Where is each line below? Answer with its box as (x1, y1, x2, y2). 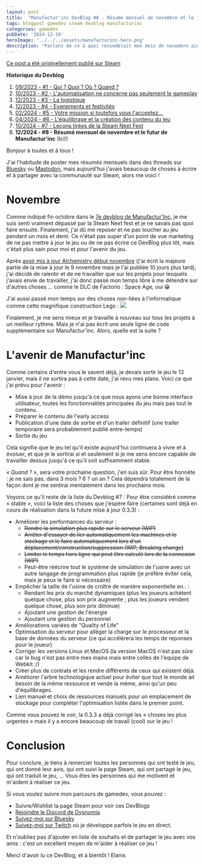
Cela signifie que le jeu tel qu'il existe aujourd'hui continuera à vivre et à (6, 443, 186, 451)
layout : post (6, 9, 39, 15)
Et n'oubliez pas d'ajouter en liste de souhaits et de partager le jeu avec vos (6, 833, 196, 841)
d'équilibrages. (15, 686, 53, 693)
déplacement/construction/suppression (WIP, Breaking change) (24, 543, 184, 551)
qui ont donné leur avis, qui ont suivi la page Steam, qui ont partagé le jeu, (6, 765, 192, 772)
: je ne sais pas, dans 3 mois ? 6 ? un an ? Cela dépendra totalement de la (6, 475, 190, 482)
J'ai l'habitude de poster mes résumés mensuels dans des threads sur (6, 158, 182, 166)
